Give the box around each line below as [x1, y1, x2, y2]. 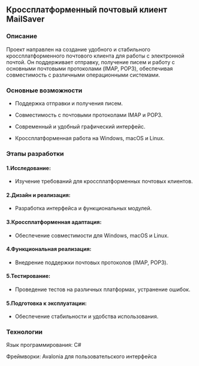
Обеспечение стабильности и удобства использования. [14, 313, 159, 320]
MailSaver [6, 14, 45, 25]
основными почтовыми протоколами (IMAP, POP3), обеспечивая [6, 65, 173, 72]
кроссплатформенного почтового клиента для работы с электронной [6, 52, 185, 59]
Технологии [6, 328, 43, 336]
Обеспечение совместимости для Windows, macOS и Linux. [14, 232, 169, 239]
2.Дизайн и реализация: [6, 191, 71, 198]
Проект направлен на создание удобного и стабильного [6, 46, 151, 53]
